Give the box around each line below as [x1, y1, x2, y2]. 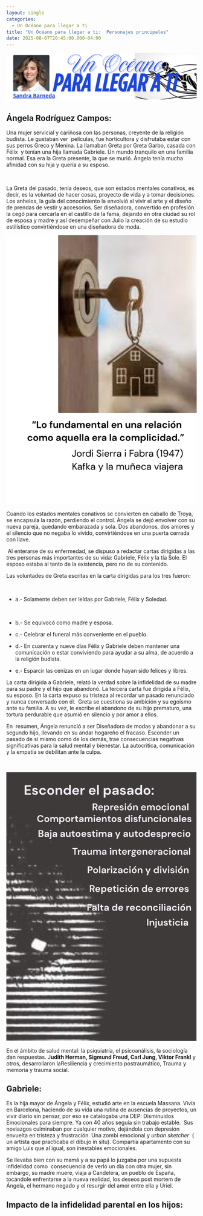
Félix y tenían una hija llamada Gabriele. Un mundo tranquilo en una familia [6, 148, 193, 155]
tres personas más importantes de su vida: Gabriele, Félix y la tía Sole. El [6, 554, 187, 561]
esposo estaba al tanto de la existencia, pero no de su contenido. [6, 560, 169, 567]
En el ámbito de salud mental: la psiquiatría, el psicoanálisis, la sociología [6, 1047, 188, 1054]
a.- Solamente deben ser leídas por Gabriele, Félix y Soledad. [14, 595, 168, 603]
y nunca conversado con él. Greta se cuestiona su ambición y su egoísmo [6, 698, 192, 705]
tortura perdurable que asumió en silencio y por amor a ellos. [6, 711, 158, 718]
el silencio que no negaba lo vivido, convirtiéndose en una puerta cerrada [6, 529, 190, 537]
